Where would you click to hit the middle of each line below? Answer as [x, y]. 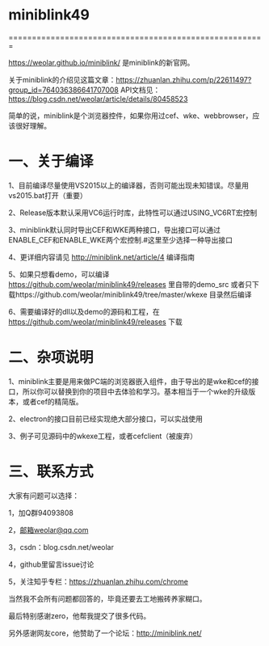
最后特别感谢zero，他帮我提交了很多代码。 [80, 615]
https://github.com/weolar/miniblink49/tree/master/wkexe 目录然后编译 [133, 294]
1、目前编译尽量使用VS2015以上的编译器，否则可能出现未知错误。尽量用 [128, 185]
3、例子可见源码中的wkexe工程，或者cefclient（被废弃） [103, 436]
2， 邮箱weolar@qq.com [48, 530]
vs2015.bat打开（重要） [48, 195]
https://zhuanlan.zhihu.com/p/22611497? [184, 79]
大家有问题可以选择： [44, 496]
